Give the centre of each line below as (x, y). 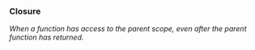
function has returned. (47, 37)
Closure (25, 11)
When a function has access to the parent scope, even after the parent (128, 29)
